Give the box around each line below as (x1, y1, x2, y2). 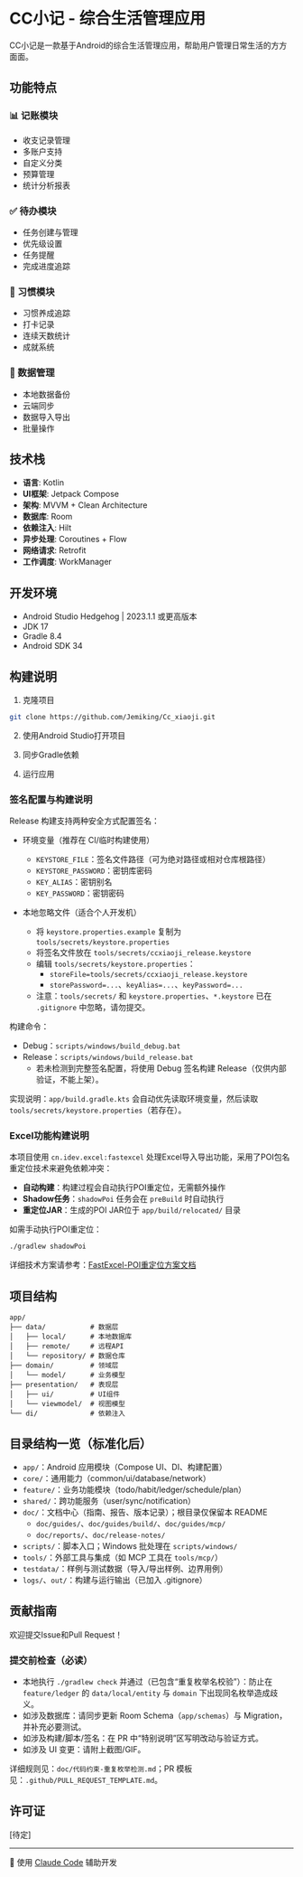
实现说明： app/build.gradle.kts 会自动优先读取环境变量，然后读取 (9, 1093, 259, 1104)
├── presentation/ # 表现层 (9, 1380, 119, 1390)
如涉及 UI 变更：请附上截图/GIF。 (22, 1744, 146, 1755)
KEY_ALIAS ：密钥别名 (35, 877, 113, 887)
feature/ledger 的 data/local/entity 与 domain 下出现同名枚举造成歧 (22, 1687, 279, 1699)
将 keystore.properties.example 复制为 (35, 926, 182, 937)
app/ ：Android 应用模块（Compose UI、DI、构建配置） (22, 1461, 227, 1472)
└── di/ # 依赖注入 (9, 1409, 126, 1419)
